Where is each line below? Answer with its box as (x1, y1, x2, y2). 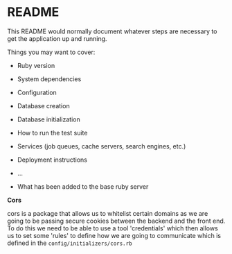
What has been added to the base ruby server (17, 182, 149, 191)
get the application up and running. (7, 34, 107, 42)
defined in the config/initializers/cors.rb (7, 239, 133, 247)
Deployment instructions (17, 155, 88, 164)
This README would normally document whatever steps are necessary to (7, 27, 217, 35)
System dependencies (17, 74, 82, 83)
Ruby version (17, 61, 55, 69)
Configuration (17, 88, 57, 96)
